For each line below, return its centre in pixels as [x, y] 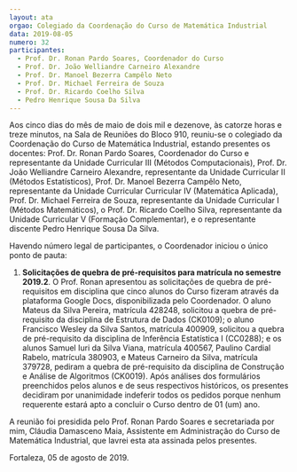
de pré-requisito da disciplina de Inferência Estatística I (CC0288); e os [152, 339]
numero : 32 [29, 42]
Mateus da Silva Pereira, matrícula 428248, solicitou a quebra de [141, 311]
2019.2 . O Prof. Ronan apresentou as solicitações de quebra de [138, 282]
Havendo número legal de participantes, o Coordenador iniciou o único [139, 246]
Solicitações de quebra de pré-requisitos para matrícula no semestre [152, 272]
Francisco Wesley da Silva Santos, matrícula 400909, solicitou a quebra [153, 329]
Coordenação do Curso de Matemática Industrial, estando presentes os [140, 144]
